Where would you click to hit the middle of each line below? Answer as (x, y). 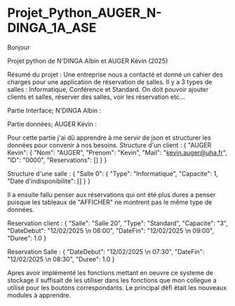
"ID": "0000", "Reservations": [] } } (57, 160)
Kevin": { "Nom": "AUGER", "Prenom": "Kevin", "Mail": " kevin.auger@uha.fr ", (117, 152)
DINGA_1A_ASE (52, 28)
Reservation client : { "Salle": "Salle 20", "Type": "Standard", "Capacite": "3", (117, 223)
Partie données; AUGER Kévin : (52, 124)
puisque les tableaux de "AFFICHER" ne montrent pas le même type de (110, 202)
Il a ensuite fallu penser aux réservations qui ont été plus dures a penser (112, 194)
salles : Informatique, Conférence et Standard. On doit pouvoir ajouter (108, 89)
